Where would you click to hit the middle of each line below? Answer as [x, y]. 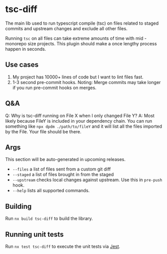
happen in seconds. [26, 49]
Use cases [22, 65]
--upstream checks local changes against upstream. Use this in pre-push [87, 180]
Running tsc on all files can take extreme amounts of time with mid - [76, 38]
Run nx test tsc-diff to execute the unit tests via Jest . [63, 246]
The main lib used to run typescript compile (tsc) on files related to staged [82, 23]
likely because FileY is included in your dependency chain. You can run [79, 121]
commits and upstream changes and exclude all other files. [66, 28]
